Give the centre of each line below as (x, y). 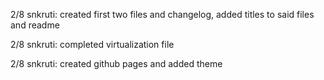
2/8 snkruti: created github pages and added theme (116, 63)
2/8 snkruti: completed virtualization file (92, 44)
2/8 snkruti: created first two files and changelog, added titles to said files (162, 14)
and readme (35, 25)
